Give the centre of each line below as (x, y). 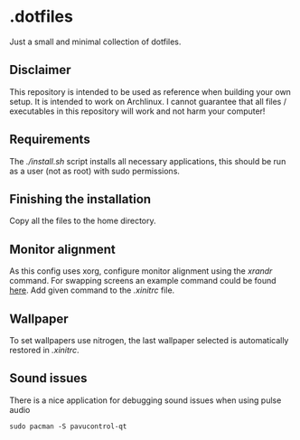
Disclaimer (40, 70)
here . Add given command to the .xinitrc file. (92, 290)
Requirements (50, 140)
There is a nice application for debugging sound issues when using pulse (145, 400)
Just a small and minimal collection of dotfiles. (95, 42)
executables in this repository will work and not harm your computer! (137, 111)
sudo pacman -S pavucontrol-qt (68, 426)
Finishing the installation (80, 199)
